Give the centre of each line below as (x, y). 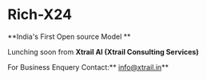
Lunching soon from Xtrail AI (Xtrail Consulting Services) (103, 51)
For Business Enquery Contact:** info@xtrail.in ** (88, 67)
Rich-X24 (40, 15)
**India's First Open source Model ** (69, 36)
